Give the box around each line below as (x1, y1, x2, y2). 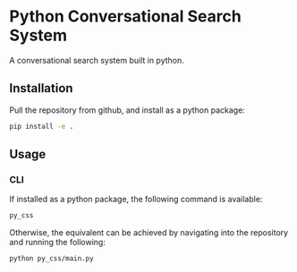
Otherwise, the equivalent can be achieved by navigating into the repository (9, 227, 289, 238)
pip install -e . (9, 122, 74, 131)
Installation (9, 81, 73, 96)
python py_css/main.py (9, 254, 94, 263)
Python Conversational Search (9, 6, 242, 27)
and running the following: (9, 237, 106, 248)
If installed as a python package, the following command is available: (9, 194, 263, 205)
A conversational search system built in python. (9, 55, 185, 65)
